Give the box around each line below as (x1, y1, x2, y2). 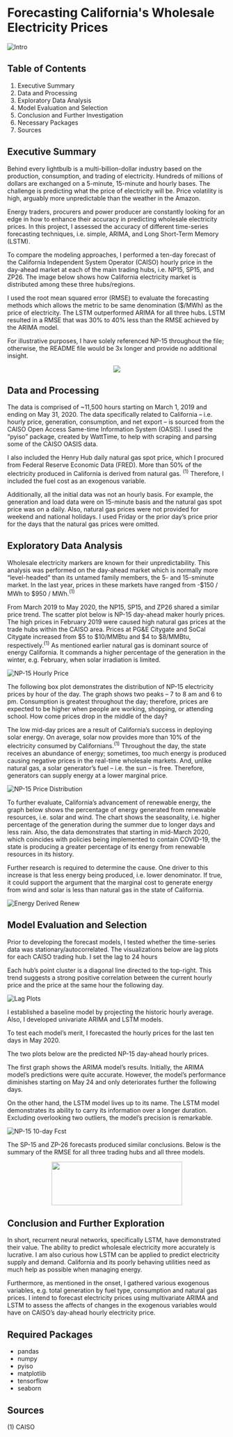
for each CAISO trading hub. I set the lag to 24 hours (7, 952, 158, 961)
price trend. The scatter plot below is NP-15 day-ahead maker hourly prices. (7, 610, 225, 619)
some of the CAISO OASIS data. (7, 440, 99, 448)
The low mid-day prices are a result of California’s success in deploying (7, 726, 212, 734)
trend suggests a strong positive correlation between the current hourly (7, 973, 212, 982)
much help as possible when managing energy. (7, 1265, 143, 1274)
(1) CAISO (7, 1423, 35, 1431)
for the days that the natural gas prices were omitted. (7, 520, 160, 528)
